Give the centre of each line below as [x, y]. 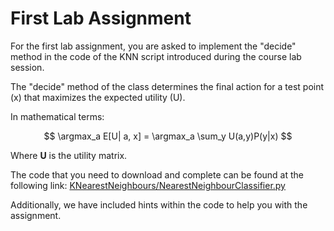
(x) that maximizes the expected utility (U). [98, 97]
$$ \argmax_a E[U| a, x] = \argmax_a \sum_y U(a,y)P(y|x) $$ [168, 136]
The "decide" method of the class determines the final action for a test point [167, 86]
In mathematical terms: [57, 116]
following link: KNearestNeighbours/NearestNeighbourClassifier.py [148, 185]
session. [27, 67]
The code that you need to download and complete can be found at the [157, 174]
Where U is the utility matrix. [69, 155]
